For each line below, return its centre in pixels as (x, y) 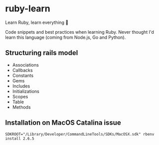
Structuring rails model (41, 53)
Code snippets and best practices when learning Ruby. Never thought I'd (79, 32)
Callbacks (23, 70)
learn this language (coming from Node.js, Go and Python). (65, 37)
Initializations (26, 91)
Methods (21, 107)
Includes (21, 86)
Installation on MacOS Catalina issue (63, 123)
